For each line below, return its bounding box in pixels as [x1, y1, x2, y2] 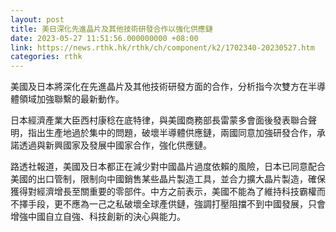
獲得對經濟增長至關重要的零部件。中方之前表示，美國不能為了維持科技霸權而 [10, 186, 326, 198]
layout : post [10, 14, 65, 25]
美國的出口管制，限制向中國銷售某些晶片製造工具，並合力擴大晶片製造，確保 [10, 173, 326, 185]
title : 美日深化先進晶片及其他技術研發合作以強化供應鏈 [10, 24, 213, 34]
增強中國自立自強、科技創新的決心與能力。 [10, 211, 186, 223]
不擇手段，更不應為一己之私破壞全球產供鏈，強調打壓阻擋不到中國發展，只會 [10, 198, 326, 210]
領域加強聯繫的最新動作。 [18, 93, 125, 105]
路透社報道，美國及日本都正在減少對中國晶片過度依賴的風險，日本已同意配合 [10, 161, 326, 173]
